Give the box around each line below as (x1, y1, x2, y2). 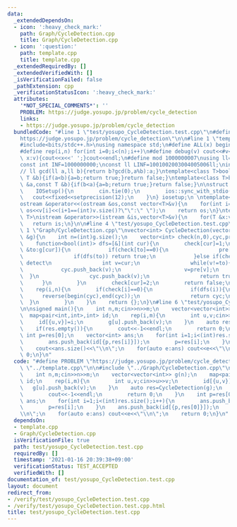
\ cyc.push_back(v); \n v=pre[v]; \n (20, 266, 219, 273)
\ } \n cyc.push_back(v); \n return (20, 272, 219, 279)
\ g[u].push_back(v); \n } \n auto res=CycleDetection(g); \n (20, 384, 222, 392)
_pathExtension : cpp (13, 83, 74, 90)
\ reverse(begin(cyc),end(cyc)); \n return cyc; (20, 292, 226, 300)
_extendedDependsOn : (13, 17, 74, 24)
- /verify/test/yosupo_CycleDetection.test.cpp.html (7, 502, 166, 509)
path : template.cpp (20, 50, 78, 57)
